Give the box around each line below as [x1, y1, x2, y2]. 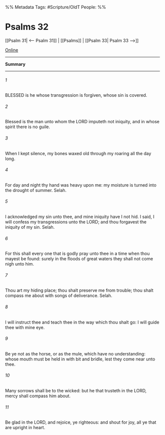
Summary [5, 61, 26, 67]
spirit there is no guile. [5, 124, 50, 130]
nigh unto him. [5, 261, 34, 267]
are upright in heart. [5, 425, 46, 431]
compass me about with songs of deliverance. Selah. [5, 293, 112, 299]
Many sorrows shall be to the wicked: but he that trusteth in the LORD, [5, 387, 147, 393]
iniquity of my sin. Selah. [5, 224, 55, 230]
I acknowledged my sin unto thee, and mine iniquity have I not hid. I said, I [5, 214, 155, 219]
